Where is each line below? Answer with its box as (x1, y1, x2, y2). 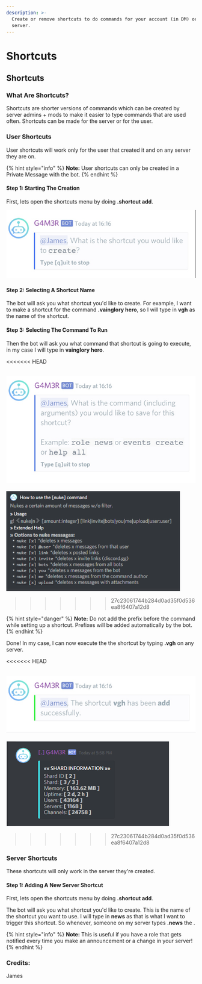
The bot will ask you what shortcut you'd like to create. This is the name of (6, 906, 191, 914)
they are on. (6, 152, 36, 160)
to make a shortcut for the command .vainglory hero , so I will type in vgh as (6, 306, 195, 313)
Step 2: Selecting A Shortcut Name (6, 286, 95, 293)
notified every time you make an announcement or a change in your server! (6, 937, 193, 945)
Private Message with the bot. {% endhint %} (6, 170, 118, 178)
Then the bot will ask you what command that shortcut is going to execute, (6, 340, 191, 347)
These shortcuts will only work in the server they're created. (6, 867, 156, 874)
